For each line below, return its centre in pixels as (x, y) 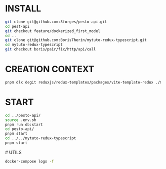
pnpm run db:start (24, 125)
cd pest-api (17, 26)
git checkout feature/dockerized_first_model (53, 31)
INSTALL (23, 9)
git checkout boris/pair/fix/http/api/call (51, 49)
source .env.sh (21, 120)
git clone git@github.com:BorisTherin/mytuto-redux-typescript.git (76, 40)
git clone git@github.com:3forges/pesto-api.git (56, 22)
